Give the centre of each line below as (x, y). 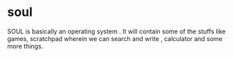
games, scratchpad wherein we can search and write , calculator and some (115, 38)
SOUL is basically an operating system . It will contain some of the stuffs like (116, 31)
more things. (25, 46)
